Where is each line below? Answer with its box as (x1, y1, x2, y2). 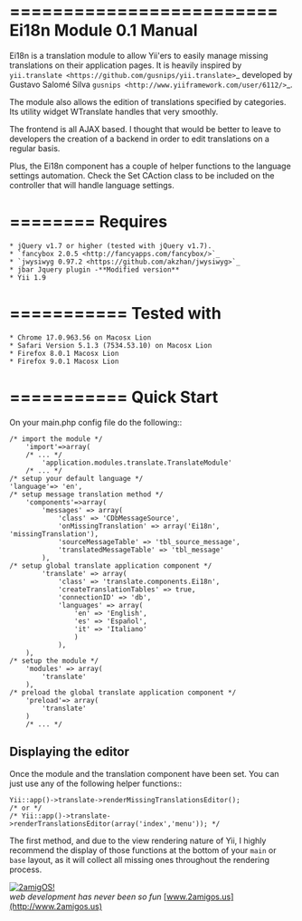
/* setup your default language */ (9, 474, 144, 483)
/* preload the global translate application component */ (9, 687, 237, 697)
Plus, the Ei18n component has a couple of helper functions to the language (9, 160, 291, 171)
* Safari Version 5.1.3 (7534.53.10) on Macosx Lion (9, 341, 212, 350)
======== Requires (9, 212, 168, 232)
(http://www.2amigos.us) (9, 900, 102, 911)
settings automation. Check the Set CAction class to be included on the (9, 169, 275, 181)
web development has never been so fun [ (9, 891, 167, 902)
